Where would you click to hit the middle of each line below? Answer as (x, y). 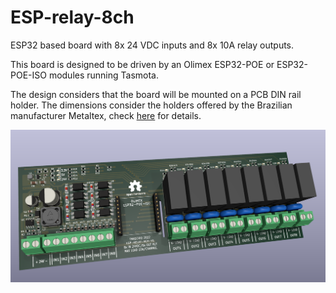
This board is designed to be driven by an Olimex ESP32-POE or (142, 64)
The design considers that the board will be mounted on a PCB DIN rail (156, 94)
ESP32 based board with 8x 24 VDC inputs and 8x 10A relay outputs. (152, 45)
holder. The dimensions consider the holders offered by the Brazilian (151, 105)
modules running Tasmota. (104, 75)
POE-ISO (28, 75)
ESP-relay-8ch (72, 17)
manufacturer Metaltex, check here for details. (106, 115)
